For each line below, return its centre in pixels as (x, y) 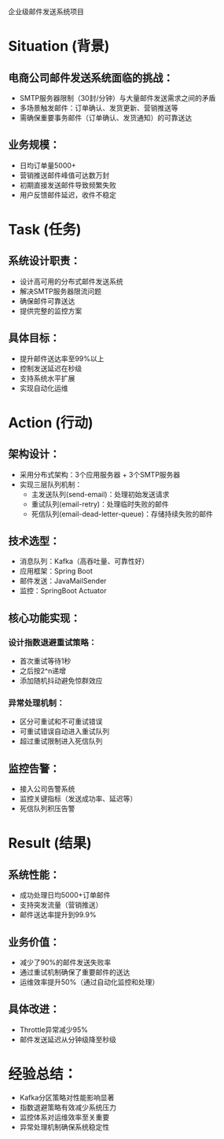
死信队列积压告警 (47, 809)
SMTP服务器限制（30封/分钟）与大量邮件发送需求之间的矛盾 (118, 98)
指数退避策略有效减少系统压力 (68, 1107)
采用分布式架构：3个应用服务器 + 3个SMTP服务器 (100, 474)
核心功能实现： (44, 618)
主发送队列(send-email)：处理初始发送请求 (100, 494)
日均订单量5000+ (48, 165)
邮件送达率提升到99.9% (58, 915)
